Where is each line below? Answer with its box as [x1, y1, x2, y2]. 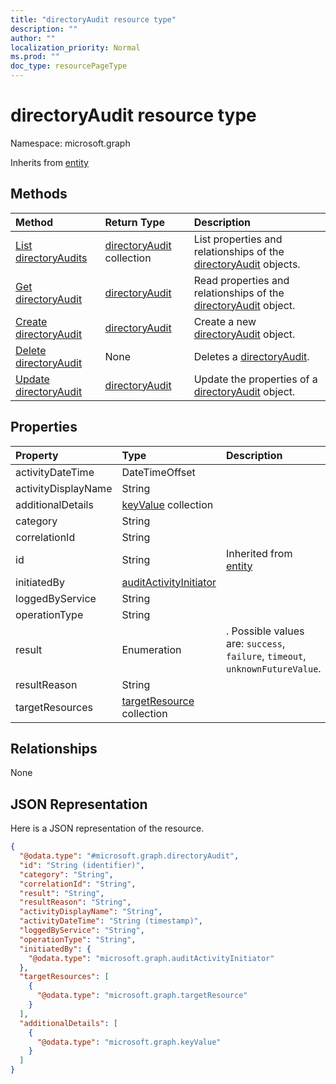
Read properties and [193, 273, 290, 287]
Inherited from [226, 546, 293, 560]
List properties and [193, 232, 283, 246]
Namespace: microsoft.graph [10, 137, 131, 149]
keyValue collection [121, 497, 214, 511]
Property [15, 448, 59, 462]
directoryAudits [15, 251, 88, 265]
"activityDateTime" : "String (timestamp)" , [19, 916, 203, 926]
